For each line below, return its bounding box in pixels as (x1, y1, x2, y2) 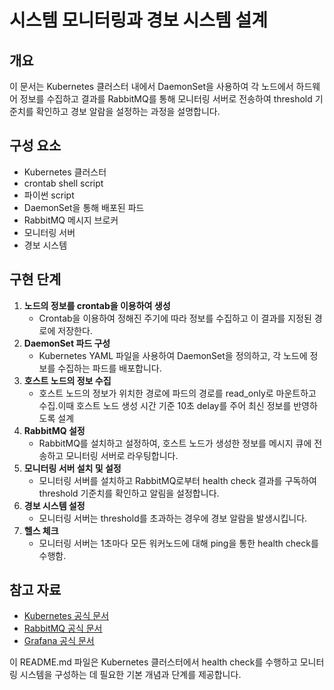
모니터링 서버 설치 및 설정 (23, 462, 122, 474)
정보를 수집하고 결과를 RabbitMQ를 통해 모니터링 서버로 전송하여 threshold (19, 93, 313, 105)
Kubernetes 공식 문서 (23, 610, 110, 622)
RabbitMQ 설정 (23, 424, 86, 436)
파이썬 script (23, 189, 75, 201)
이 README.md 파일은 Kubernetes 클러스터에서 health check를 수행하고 (9, 656, 298, 668)
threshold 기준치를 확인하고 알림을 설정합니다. (38, 487, 220, 499)
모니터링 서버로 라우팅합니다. (65, 449, 179, 461)
